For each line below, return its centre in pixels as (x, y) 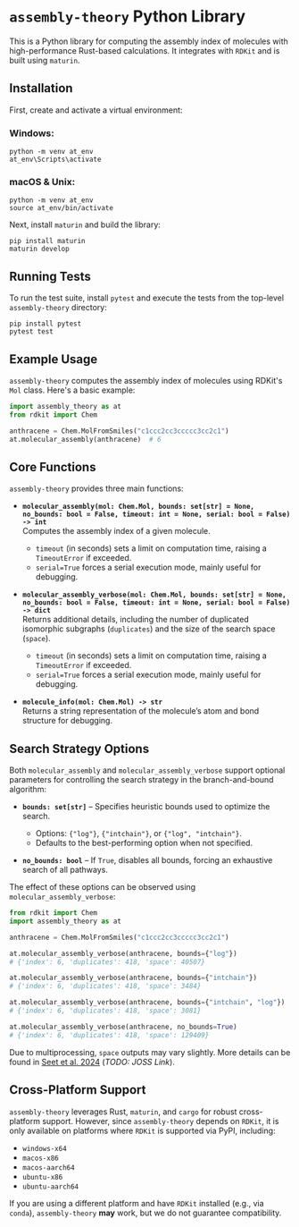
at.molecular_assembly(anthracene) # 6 (86, 439)
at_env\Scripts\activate (55, 160)
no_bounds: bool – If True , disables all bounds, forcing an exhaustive (147, 860)
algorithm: (28, 790)
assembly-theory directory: (58, 308)
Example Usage (54, 359)
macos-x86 (41, 1158)
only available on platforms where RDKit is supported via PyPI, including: (142, 1130)
